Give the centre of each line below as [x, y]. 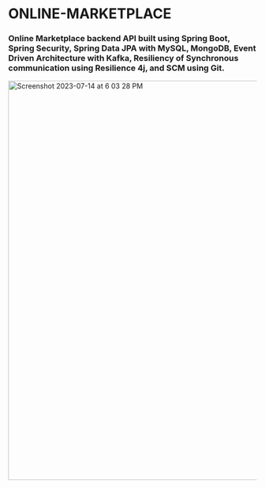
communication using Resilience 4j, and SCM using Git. [116, 68]
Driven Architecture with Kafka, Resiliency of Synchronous [123, 58]
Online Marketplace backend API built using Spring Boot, [119, 39]
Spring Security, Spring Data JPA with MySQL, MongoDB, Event [132, 48]
